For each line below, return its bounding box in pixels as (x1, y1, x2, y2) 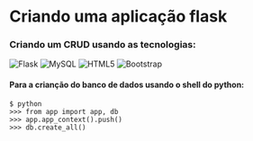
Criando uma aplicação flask (9, 6, 228, 27)
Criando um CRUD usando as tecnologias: (9, 39, 196, 51)
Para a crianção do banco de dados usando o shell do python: (9, 79, 245, 91)
